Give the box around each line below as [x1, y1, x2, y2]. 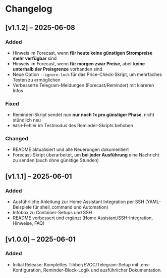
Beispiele [12, 204, 32, 210]
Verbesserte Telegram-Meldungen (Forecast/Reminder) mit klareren [12, 82, 154, 88]
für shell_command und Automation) [32, 204, 108, 210]
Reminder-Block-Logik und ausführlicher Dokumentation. [43, 267, 162, 273]
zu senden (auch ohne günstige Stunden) [12, 157, 99, 164]
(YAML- [145, 198, 161, 205]
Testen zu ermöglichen [12, 76, 61, 83]
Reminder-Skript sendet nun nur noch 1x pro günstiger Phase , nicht [12, 112, 155, 118]
